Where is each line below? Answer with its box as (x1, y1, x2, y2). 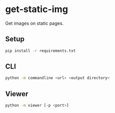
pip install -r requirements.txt (5, 48, 76, 53)
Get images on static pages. (5, 20, 64, 26)
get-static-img (5, 4, 68, 15)
